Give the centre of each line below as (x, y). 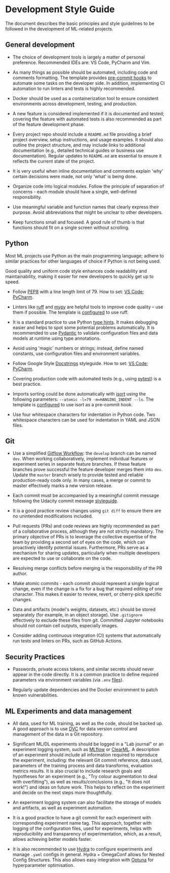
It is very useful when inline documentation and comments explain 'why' (88, 171)
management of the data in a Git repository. (58, 734)
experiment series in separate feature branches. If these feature (79, 464)
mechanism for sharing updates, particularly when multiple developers (86, 553)
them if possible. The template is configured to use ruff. (71, 312)
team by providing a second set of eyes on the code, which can (79, 542)
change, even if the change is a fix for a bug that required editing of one (88, 589)
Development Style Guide (60, 9)
